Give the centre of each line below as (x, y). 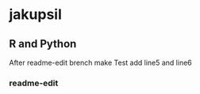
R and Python (43, 44)
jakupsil (36, 15)
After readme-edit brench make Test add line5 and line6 (101, 62)
